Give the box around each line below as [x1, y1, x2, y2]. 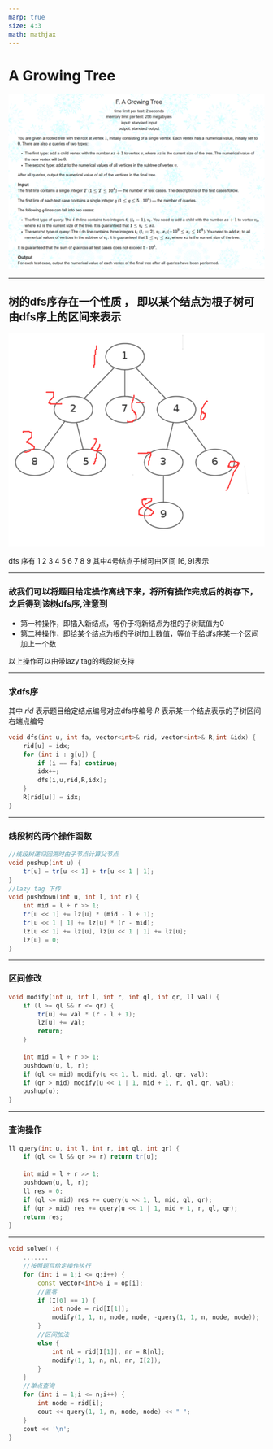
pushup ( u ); [23, 1087, 60, 1095]
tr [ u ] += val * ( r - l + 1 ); [37, 1010, 136, 1018]
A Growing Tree [8, 66, 116, 85]
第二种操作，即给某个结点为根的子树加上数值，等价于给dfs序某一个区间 [19, 629, 259, 638]
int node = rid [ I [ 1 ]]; [51, 1305, 129, 1313]
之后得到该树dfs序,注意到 [8, 598, 108, 610]
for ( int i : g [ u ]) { [23, 751, 96, 759]
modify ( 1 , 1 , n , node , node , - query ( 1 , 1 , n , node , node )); [51, 1313, 260, 1321]
